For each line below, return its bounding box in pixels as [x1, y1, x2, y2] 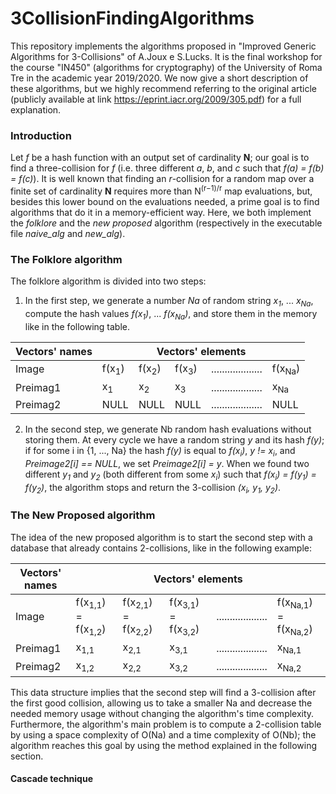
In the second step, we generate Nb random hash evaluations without [24, 423, 312, 436]
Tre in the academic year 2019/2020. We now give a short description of [10, 72, 309, 84]
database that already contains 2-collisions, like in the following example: [10, 542, 312, 554]
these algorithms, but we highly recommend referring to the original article [10, 82, 318, 94]
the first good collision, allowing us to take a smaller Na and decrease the [10, 697, 313, 709]
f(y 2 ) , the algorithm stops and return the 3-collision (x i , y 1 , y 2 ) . [24, 481, 282, 496]
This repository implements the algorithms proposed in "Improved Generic [10, 40, 317, 52]
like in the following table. [24, 320, 131, 332]
